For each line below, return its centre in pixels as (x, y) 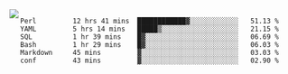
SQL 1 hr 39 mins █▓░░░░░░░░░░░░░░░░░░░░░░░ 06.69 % (150, 37)
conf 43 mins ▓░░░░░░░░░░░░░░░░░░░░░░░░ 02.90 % (150, 60)
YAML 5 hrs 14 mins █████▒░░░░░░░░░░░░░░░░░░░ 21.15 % (150, 29)
